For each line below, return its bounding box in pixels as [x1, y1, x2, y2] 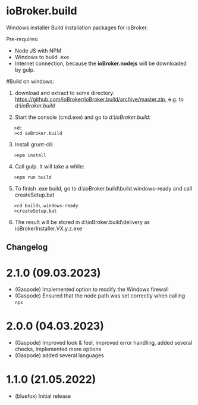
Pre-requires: [6, 35, 39, 42]
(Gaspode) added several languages [14, 352, 104, 359]
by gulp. [14, 66, 35, 73]
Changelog [6, 242, 48, 252]
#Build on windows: [6, 78, 55, 85]
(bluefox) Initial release [14, 392, 71, 400]
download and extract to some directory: [14, 89, 115, 96]
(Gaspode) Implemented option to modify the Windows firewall [14, 286, 169, 293]
